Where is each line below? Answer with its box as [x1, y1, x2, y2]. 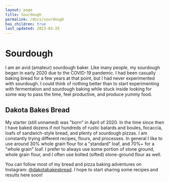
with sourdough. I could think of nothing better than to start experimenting [5, 81, 159, 87]
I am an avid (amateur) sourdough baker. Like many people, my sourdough [5, 65, 160, 71]
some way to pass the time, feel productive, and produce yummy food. [5, 91, 152, 97]
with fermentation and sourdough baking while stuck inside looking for [5, 86, 152, 92]
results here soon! [5, 172, 43, 178]
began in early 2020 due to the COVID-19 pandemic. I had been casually [5, 70, 156, 76]
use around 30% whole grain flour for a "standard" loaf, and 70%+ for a [5, 141, 155, 147]
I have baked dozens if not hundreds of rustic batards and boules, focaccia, [5, 125, 162, 131]
